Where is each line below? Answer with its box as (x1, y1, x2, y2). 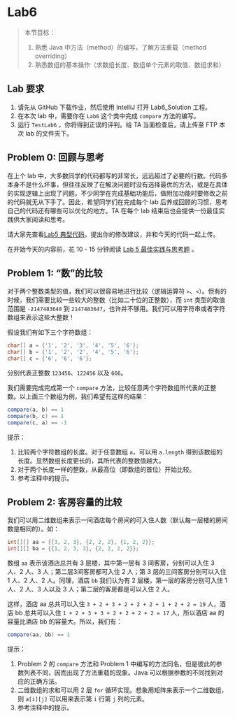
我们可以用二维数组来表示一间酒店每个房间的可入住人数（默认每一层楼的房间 (7, 516, 228, 524)
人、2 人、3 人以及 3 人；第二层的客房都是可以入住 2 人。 (7, 585, 173, 594)
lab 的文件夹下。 (25, 129, 73, 137)
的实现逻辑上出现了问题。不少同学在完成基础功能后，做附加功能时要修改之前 (7, 189, 228, 197)
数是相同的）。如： (7, 525, 59, 533)
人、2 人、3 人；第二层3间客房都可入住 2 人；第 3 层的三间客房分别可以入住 (7, 568, 227, 576)
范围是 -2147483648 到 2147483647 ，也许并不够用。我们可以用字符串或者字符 (7, 305, 226, 313)
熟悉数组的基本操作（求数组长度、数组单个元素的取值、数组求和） (34, 60, 225, 69)
